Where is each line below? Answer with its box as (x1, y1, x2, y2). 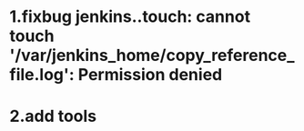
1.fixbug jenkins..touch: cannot (9, 6, 251, 27)
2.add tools (9, 106, 97, 126)
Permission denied (77, 65, 223, 86)
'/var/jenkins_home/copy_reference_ (9, 45, 295, 65)
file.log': (9, 65, 75, 86)
